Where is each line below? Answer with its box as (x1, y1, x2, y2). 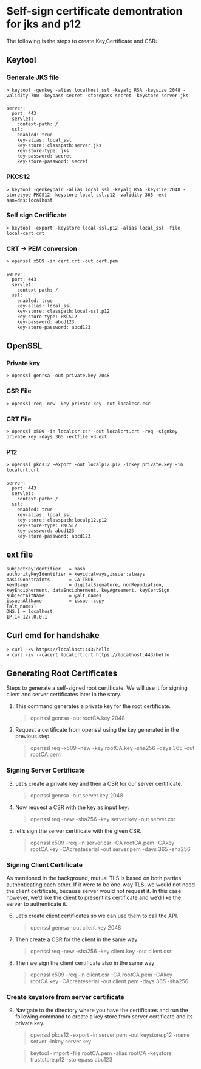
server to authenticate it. (6, 900, 68, 908)
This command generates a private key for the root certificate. (15, 703, 171, 710)
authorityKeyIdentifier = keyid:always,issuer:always (6, 571, 146, 577)
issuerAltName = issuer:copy (6, 598, 104, 604)
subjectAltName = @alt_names (6, 592, 102, 598)
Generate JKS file (6, 73, 60, 82)
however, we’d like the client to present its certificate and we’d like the (6, 894, 181, 901)
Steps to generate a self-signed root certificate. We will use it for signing (6, 684, 188, 692)
